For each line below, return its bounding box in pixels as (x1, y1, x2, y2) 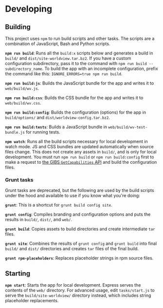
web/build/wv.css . (5, 100, 41, 105)
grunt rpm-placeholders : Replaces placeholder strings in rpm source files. (5, 255, 154, 261)
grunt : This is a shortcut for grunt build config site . (5, 202, 113, 208)
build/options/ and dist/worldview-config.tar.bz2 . (5, 115, 110, 120)
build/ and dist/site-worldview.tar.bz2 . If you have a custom (5, 55, 131, 61)
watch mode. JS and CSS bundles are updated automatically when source (5, 144, 154, 149)
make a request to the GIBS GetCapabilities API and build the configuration (5, 159, 157, 165)
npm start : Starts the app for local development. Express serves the (5, 282, 141, 288)
